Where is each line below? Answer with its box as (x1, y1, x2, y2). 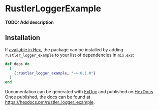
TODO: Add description (5, 19, 54, 25)
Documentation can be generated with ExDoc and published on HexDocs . (5, 89, 155, 95)
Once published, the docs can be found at (5, 94, 91, 100)
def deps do (5, 61, 30, 67)
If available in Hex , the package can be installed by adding (5, 46, 124, 52)
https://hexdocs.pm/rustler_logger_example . (5, 99, 95, 105)
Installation (5, 34, 40, 42)
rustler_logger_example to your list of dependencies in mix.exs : (5, 52, 134, 58)
